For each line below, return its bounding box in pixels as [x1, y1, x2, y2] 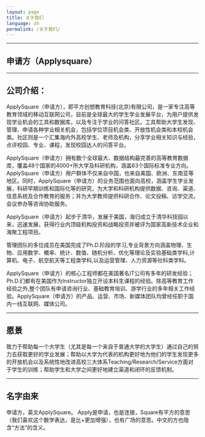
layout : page [6, 9, 40, 15]
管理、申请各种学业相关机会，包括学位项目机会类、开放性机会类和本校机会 [6, 126, 193, 133]
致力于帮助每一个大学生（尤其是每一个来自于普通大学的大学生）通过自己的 [6, 343, 193, 350]
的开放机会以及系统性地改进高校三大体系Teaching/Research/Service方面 [6, 358, 189, 365]
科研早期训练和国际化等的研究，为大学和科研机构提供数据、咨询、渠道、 [16, 185, 199, 192]
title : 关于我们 [6, 15, 44, 21]
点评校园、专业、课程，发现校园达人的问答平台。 [6, 141, 129, 149]
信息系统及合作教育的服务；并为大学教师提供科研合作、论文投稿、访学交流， [6, 192, 199, 199]
